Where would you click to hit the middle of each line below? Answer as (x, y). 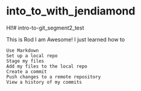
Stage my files (25, 61)
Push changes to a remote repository (54, 77)
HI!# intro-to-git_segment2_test (45, 28)
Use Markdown (23, 50)
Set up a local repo (32, 55)
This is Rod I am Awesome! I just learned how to (66, 39)
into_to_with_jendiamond (71, 11)
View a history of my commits (44, 82)
